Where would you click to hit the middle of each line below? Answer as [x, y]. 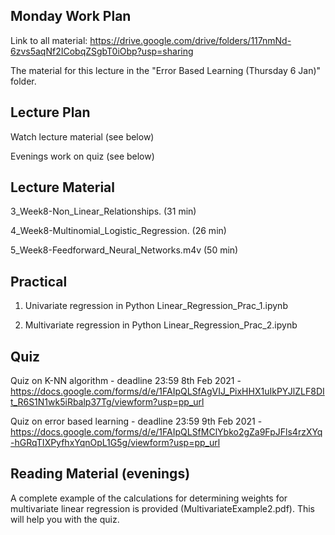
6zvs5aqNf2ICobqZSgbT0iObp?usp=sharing [102, 51]
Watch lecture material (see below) [82, 136]
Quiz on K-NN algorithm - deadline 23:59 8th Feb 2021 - [126, 381]
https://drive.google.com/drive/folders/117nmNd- [190, 40]
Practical [39, 281]
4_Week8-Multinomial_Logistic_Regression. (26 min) [118, 231]
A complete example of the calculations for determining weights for [149, 498]
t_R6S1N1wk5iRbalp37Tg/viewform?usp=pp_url [107, 402]
